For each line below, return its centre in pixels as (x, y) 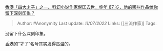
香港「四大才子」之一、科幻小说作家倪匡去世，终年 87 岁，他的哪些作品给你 (81, 7)
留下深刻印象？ (20, 13)
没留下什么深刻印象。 (26, 33)
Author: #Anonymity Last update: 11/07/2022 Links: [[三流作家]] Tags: (87, 23)
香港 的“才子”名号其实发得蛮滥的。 (39, 44)
